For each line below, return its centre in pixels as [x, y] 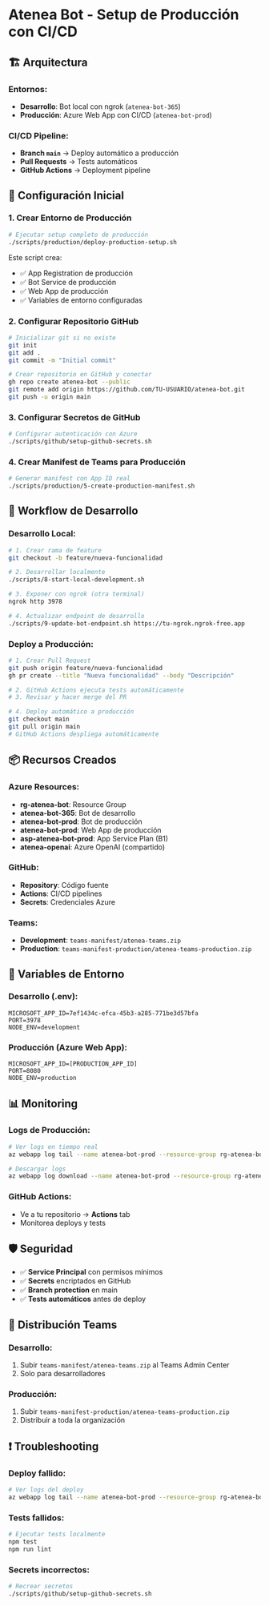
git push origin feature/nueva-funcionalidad [85, 668]
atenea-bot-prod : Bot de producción [81, 821]
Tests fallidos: [36, 1517]
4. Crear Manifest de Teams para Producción [97, 462]
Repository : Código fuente [64, 885]
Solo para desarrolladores [62, 1374]
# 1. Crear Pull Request [50, 660]
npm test [23, 1542]
